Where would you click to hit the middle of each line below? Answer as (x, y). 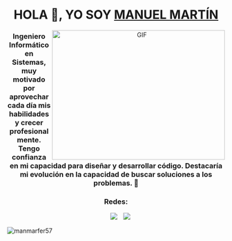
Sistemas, (29, 62)
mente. (29, 140)
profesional (29, 131)
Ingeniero (29, 37)
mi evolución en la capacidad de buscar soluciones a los (116, 175)
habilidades (29, 114)
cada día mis (29, 106)
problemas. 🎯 (116, 183)
